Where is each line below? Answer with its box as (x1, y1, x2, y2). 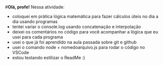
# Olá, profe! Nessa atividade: (5, 4, 65, 10)
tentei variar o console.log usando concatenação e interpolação (12, 24, 141, 30)
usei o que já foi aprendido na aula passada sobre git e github (12, 39, 137, 45)
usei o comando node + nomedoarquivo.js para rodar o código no (12, 45, 145, 50)
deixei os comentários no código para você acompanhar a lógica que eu (12, 29, 158, 34)
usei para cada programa (12, 34, 63, 40)
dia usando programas (12, 19, 58, 24)
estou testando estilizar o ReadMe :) (12, 55, 85, 60)
